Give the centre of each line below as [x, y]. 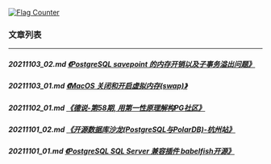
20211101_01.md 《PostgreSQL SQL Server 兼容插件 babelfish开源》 [122, 151]
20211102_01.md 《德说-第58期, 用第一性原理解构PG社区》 [107, 108]
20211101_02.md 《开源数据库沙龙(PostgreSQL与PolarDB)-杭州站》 [122, 129]
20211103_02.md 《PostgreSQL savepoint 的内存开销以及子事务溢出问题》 [132, 64]
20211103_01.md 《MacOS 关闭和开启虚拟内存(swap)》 [98, 86]
